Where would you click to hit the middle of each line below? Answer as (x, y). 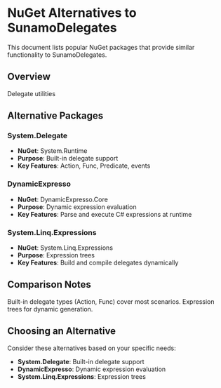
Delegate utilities (32, 93)
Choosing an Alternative (62, 331)
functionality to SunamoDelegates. (57, 55)
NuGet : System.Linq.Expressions (65, 248)
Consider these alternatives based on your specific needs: (92, 348)
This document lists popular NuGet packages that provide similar (101, 47)
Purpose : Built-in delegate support (68, 159)
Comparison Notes (49, 285)
